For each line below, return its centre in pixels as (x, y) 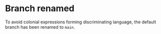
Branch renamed (40, 8)
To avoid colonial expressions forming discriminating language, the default (81, 22)
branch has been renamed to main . (40, 27)
